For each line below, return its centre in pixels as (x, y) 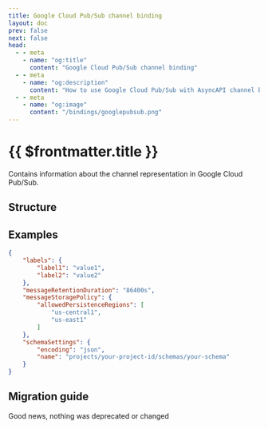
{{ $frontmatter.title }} (83, 152)
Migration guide (49, 397)
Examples (33, 234)
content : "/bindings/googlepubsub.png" (95, 113)
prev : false (28, 30)
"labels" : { (42, 260)
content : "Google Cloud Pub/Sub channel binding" (113, 68)
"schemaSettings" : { (57, 342)
